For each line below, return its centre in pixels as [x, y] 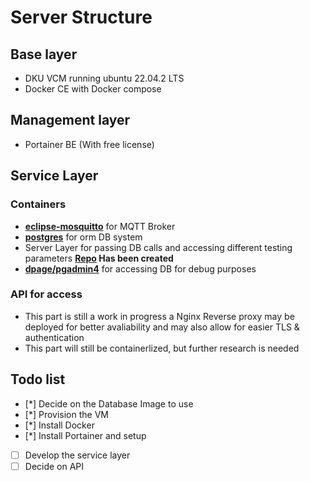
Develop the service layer [77, 455]
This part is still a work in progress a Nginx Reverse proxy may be [159, 316]
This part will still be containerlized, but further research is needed [162, 348]
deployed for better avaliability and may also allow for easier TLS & [162, 327]
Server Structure [81, 17]
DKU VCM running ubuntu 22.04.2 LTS [104, 78]
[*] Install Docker [59, 425]
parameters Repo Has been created [99, 258]
